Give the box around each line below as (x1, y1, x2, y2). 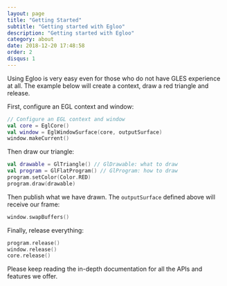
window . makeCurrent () (7, 135, 70, 142)
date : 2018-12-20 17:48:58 (7, 42, 85, 49)
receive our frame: (7, 200, 60, 208)
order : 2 (7, 49, 33, 56)
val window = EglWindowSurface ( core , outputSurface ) (7, 129, 163, 136)
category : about (7, 36, 54, 43)
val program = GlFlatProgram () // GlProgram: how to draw (7, 168, 178, 175)
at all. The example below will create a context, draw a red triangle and (7, 81, 209, 90)
